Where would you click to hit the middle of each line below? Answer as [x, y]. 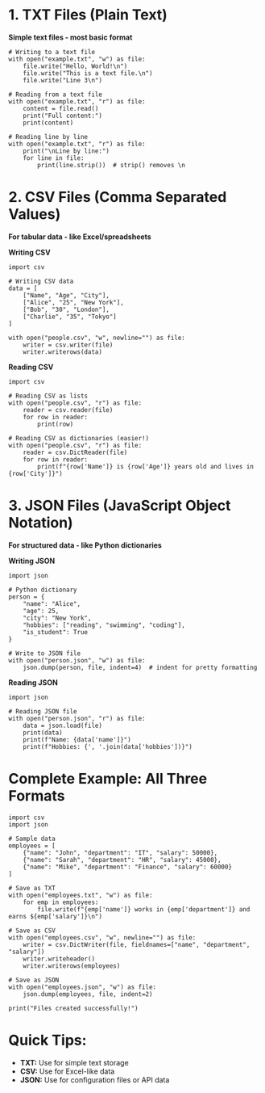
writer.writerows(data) [63, 352]
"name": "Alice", [52, 603]
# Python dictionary [43, 590]
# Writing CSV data [41, 281]
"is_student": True [56, 632]
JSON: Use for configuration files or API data [95, 1079]
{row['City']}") [35, 473]
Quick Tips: [48, 1040]
